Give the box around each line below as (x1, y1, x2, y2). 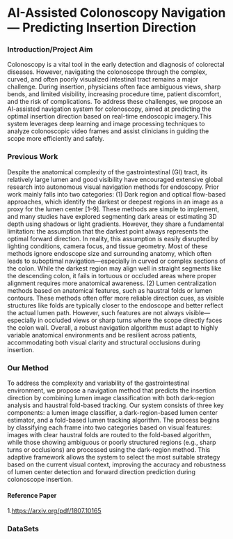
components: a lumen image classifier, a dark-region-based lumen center (7, 409, 218, 417)
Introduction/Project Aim (7, 45, 93, 54)
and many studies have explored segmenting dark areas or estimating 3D (7, 212, 217, 220)
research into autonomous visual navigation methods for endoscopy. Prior (7, 183, 219, 191)
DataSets (7, 524, 40, 534)
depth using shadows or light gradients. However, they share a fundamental (7, 220, 225, 228)
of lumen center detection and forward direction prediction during (7, 468, 196, 476)
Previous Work (7, 152, 58, 162)
